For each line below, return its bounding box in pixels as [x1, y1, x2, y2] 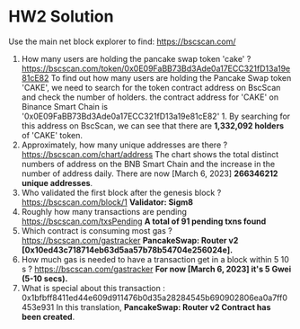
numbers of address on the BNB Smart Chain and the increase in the [21, 158, 276, 169]
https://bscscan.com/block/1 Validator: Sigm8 [21, 196, 194, 208]
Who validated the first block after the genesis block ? [21, 187, 222, 198]
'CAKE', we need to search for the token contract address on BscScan [21, 82, 281, 93]
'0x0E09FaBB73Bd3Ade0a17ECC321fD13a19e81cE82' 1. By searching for [21, 111, 291, 121]
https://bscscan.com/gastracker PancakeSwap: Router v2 [21, 235, 239, 245]
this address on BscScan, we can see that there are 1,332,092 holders [21, 120, 285, 131]
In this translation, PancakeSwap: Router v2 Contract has [56, 301, 271, 312]
